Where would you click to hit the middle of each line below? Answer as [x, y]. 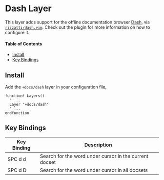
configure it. [17, 32]
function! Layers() [25, 96]
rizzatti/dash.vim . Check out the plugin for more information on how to [78, 27]
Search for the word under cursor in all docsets [94, 170]
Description [98, 145]
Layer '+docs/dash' [29, 104]
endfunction [17, 113]
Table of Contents [24, 44]
